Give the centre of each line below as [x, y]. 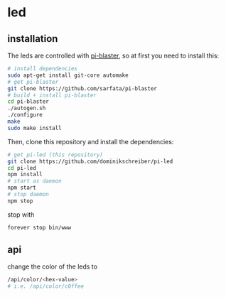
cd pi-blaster [28, 102]
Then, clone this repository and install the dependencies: [91, 141]
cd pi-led [22, 168]
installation [33, 39]
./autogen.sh [27, 108]
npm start [22, 188]
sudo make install [34, 128]
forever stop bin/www [39, 227]
